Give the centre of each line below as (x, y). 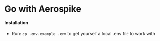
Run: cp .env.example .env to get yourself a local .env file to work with (83, 34)
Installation (16, 22)
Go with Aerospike (43, 9)
